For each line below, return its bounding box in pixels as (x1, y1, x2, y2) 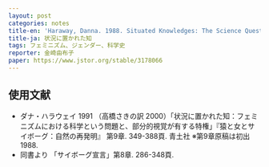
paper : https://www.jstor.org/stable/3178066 (8, 57, 163, 65)
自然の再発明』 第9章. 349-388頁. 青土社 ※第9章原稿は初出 (54, 131, 251, 141)
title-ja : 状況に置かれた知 (8, 34, 92, 43)
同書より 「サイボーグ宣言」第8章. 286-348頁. (19, 149, 175, 159)
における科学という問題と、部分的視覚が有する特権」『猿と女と (41, 121, 248, 131)
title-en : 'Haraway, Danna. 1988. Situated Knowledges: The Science (8, 26, 242, 35)
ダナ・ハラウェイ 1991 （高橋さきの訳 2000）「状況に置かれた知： (19, 111, 238, 120)
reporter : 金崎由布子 (8, 49, 74, 57)
